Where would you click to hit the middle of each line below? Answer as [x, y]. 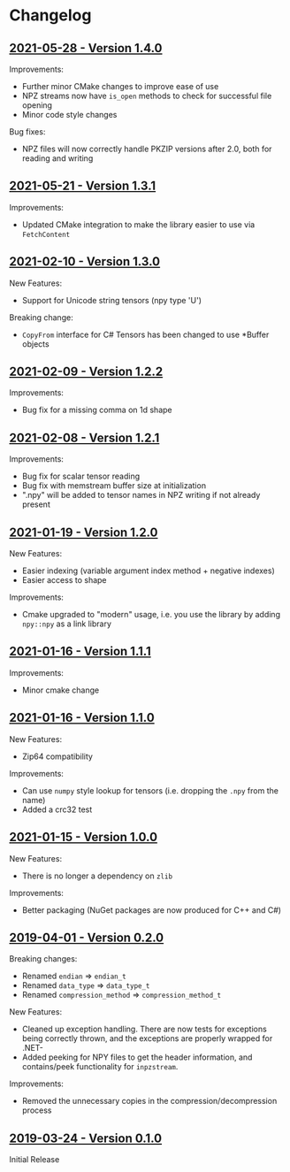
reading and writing [57, 158]
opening [37, 105]
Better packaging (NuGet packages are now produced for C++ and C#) [151, 910]
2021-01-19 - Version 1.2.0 [84, 532]
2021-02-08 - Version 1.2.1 [84, 437]
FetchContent [46, 234]
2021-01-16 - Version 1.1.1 [80, 651]
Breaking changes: [43, 959]
